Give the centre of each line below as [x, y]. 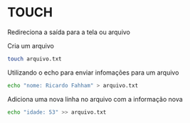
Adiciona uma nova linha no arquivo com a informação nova [95, 99]
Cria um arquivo [31, 46]
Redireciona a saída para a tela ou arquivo [69, 32]
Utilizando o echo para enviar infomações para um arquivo [93, 73]
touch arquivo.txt [35, 59]
